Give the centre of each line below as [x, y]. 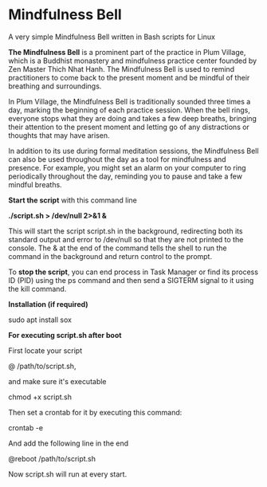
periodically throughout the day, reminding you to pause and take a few [126, 176]
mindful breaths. [35, 184]
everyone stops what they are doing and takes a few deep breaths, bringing [133, 118]
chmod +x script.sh [40, 397]
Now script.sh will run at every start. [68, 474]
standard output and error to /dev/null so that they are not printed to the [126, 239]
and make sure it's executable [57, 381]
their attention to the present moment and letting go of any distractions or [129, 127]
